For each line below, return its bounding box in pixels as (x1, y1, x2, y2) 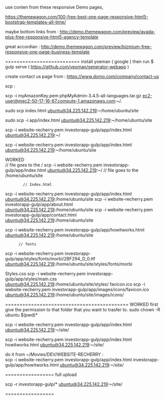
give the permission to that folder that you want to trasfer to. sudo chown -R (5, 307, 161, 313)
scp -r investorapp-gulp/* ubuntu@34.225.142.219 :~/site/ (5, 381, 123, 387)
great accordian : (5, 44, 40, 49)
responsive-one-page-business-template (5, 49, 90, 55)
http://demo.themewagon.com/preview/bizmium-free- (41, 44, 152, 49)
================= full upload (5, 372, 77, 377)
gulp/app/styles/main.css (5, 276, 57, 282)
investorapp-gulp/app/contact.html (5, 212, 77, 218)
